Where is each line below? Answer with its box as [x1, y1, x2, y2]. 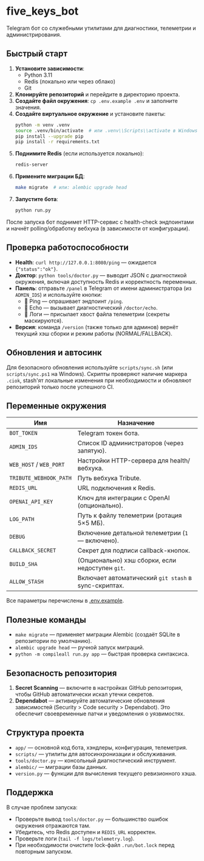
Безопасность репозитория [6, 668, 117, 678]
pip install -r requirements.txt [15, 139, 100, 145]
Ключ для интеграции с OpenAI [77, 494, 170, 502]
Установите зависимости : [15, 65, 85, 72]
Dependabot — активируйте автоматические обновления [15, 696, 165, 704]
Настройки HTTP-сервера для [77, 456, 169, 465]
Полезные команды [6, 614, 86, 625]
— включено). [77, 536, 120, 545]
